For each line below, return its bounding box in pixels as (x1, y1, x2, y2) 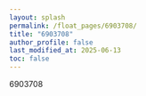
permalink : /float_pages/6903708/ (9, 21, 138, 30)
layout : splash (9, 12, 66, 22)
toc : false (9, 54, 50, 63)
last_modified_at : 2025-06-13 (9, 46, 122, 55)
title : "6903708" (9, 29, 74, 38)
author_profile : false (9, 37, 93, 47)
